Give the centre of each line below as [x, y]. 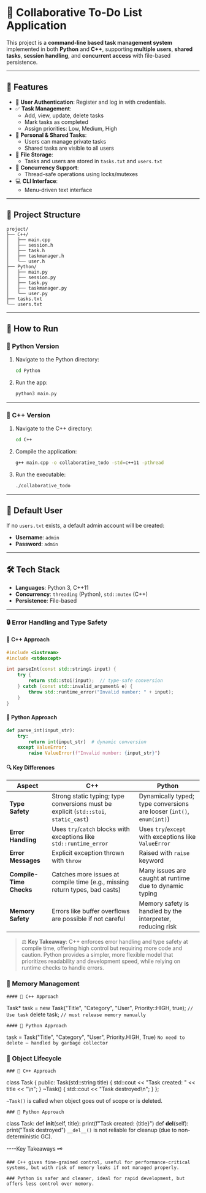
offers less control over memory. [51, 1184]
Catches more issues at [86, 874]
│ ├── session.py [31, 277]
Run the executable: [40, 474]
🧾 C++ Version [29, 415]
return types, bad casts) [86, 890]
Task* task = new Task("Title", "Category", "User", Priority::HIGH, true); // [100, 1008]
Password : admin [36, 544]
